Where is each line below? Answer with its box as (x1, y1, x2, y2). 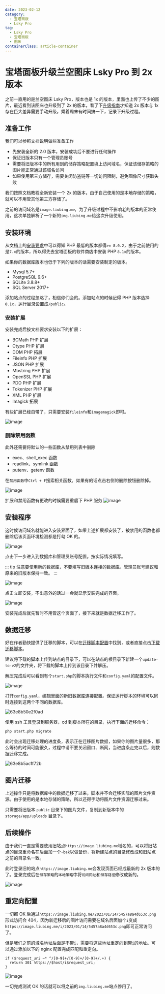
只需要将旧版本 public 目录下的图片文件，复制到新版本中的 (5, 807, 124, 813)
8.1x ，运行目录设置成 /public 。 (5, 301, 68, 307)
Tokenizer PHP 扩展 (12, 386, 53, 392)
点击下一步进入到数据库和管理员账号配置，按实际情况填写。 (5, 553, 126, 559)
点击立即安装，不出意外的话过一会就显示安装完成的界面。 (5, 590, 121, 596)
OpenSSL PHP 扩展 (12, 374, 52, 380)
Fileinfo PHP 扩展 (12, 355, 47, 361)
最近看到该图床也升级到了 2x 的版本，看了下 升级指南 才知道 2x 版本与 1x (13, 102, 159, 108)
